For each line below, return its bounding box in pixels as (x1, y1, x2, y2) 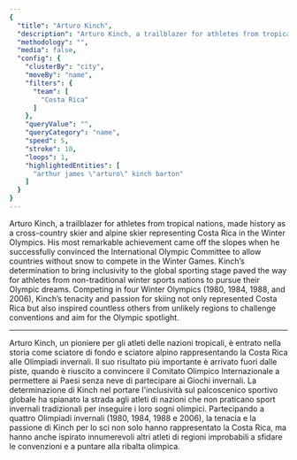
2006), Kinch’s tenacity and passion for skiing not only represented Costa (9, 293, 278, 303)
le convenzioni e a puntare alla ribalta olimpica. (9, 441, 181, 451)
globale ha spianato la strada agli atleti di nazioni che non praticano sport (9, 394, 276, 404)
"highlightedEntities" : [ (25, 161, 121, 170)
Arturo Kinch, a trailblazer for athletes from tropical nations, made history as (9, 218, 286, 228)
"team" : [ (32, 87, 69, 96)
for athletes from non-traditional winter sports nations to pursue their (9, 274, 261, 285)
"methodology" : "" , (17, 37, 89, 47)
